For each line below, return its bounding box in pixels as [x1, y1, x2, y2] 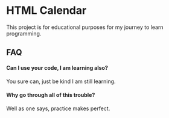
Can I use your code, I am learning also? [6, 64, 109, 71]
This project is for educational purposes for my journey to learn [6, 23, 164, 31]
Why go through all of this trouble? [6, 92, 95, 99]
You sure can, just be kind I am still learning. [6, 78, 116, 85]
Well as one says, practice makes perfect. [6, 105, 110, 112]
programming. [6, 29, 42, 37]
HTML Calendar [6, 4, 87, 17]
